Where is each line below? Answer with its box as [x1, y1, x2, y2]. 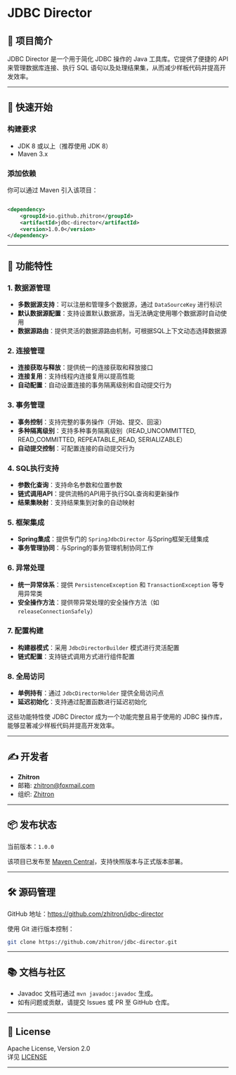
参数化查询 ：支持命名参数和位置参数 [17, 480, 123, 489]
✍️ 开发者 [7, 750, 49, 762]
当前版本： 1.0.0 [7, 842, 54, 850]
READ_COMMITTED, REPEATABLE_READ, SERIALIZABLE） [17, 435, 187, 444]
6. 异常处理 [7, 563, 45, 573]
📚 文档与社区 [7, 966, 66, 978]
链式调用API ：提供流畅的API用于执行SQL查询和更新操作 [17, 489, 180, 498]
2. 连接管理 [7, 346, 45, 356]
